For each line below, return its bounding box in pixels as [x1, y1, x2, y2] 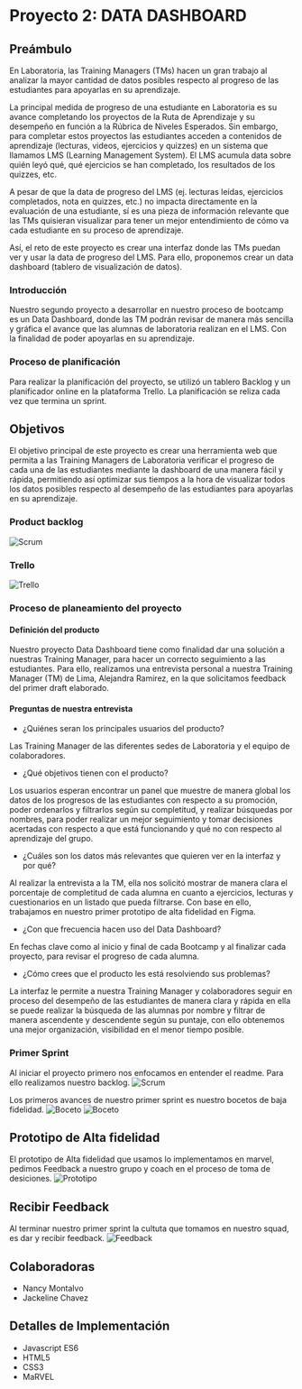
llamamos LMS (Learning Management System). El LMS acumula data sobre [9, 150, 291, 161]
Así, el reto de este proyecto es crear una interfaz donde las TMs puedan [9, 243, 281, 253]
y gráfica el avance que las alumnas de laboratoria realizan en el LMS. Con [9, 324, 287, 335]
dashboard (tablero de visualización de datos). [9, 262, 183, 271]
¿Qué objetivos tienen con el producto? [22, 768, 169, 778]
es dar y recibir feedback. [9, 1233, 105, 1244]
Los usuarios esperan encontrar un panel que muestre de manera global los [9, 786, 291, 796]
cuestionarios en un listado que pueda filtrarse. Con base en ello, [9, 897, 252, 907]
